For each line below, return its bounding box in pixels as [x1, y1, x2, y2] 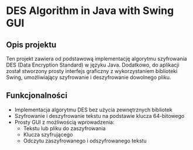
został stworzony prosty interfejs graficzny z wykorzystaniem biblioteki [6, 68, 178, 74]
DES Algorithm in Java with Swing [6, 4, 174, 18]
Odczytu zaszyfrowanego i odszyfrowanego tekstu [23, 137, 147, 144]
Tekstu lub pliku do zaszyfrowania [23, 124, 106, 132]
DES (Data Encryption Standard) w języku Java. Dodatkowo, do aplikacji [6, 61, 180, 68]
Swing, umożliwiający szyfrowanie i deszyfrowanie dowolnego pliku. [6, 74, 171, 81]
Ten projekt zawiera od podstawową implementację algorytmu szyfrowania [6, 55, 187, 62]
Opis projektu [6, 40, 57, 50]
